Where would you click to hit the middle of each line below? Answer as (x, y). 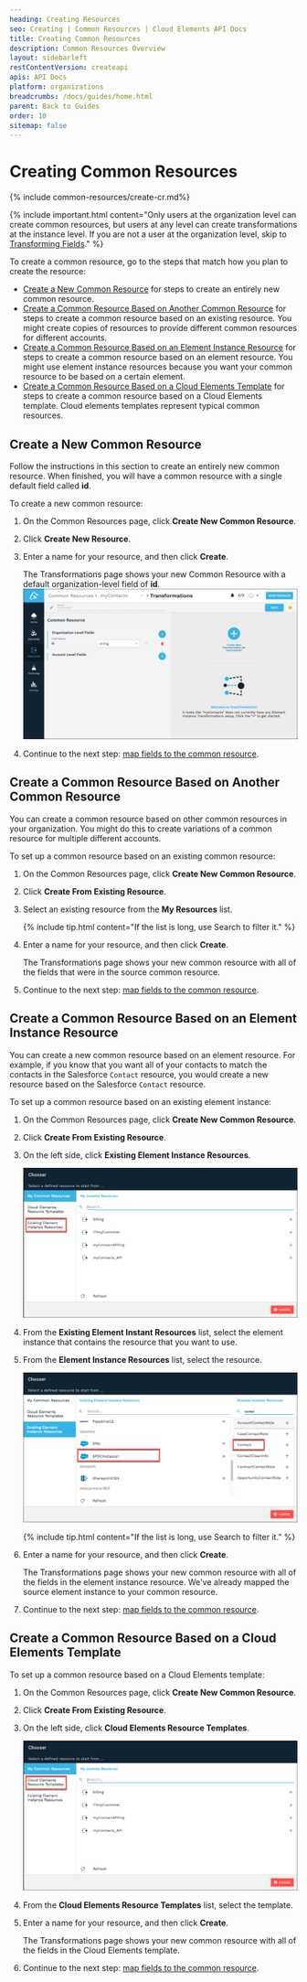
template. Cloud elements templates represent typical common (141, 406)
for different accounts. (65, 337)
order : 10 (28, 116)
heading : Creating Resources (65, 19)
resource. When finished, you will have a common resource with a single (146, 476)
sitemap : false (38, 125)
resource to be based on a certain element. (104, 377)
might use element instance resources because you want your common (158, 367)
